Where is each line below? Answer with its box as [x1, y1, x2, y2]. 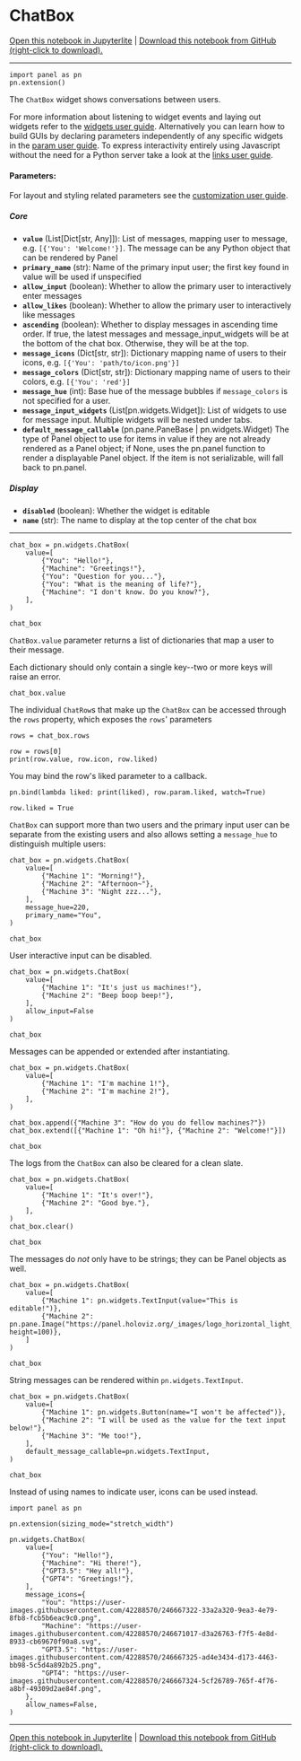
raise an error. [9, 671, 61, 682]
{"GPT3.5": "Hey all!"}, [41, 1567, 134, 1576]
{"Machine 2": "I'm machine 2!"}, [41, 1087, 170, 1096]
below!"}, [9, 1424, 47, 1432]
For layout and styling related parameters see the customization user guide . [9, 190, 288, 201]
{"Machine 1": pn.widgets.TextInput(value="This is [41, 1296, 239, 1306]
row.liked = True [9, 804, 74, 813]
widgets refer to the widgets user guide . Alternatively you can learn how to [9, 120, 285, 131]
